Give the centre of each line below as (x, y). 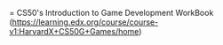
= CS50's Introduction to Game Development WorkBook (111, 13)
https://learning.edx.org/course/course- (85, 22)
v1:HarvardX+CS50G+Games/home (74, 31)
